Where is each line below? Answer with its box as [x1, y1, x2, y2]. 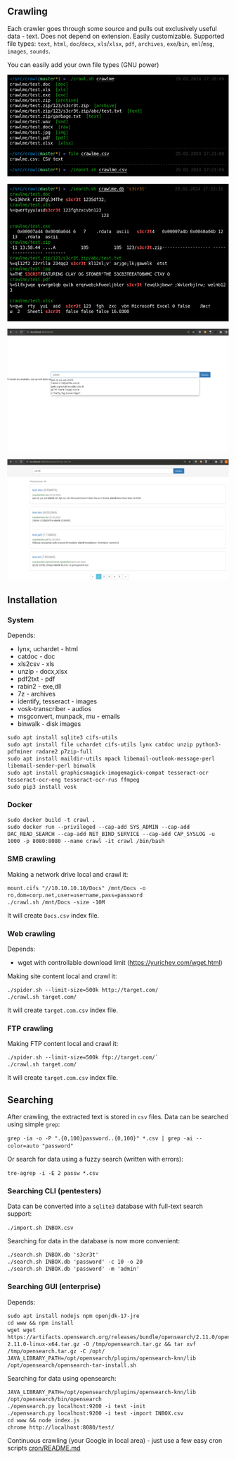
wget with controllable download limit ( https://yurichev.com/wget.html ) [17, 958, 223, 966]
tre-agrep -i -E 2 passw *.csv [7, 1170, 99, 1177]
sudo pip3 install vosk [7, 784, 77, 791]
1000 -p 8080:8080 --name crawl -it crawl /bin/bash [7, 838, 165, 845]
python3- [195, 741, 221, 749]
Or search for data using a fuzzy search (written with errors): [7, 1155, 184, 1164]
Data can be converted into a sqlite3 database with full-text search [7, 1202, 204, 1211]
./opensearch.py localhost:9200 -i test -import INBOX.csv [7, 1410, 184, 1417]
